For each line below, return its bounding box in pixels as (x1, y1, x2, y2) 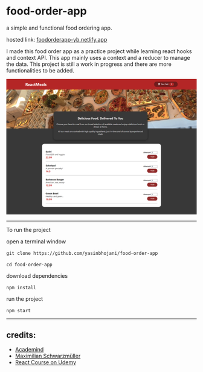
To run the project (6, 226, 51, 234)
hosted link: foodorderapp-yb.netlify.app (6, 36, 108, 43)
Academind (14, 346, 44, 353)
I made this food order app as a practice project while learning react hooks (6, 47, 192, 55)
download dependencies (6, 272, 68, 280)
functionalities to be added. (6, 66, 74, 74)
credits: (6, 330, 36, 340)
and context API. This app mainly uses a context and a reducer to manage (6, 54, 190, 61)
